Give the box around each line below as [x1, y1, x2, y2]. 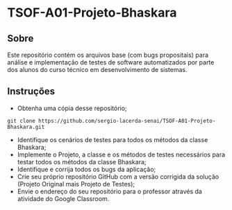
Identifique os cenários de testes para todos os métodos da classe [17, 135, 208, 143]
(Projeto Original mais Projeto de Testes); [17, 180, 135, 188]
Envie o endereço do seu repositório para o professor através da [17, 187, 203, 195]
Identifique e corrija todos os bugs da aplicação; [17, 165, 156, 173]
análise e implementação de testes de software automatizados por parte [7, 58, 215, 67]
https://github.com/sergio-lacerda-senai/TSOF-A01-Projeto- [38, 117, 216, 124]
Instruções [7, 85, 56, 98]
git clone [7, 117, 36, 124]
